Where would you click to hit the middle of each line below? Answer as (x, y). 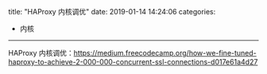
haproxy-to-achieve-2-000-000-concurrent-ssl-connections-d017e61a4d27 (133, 62)
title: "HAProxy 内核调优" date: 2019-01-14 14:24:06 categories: (112, 12)
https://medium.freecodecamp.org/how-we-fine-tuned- (165, 53)
